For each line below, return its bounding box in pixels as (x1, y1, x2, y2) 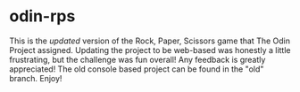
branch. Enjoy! (9, 73, 62, 83)
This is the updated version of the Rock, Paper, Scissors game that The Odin (9, 35, 290, 46)
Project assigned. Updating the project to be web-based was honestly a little (9, 44, 291, 55)
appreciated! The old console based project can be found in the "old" (9, 64, 264, 74)
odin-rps (9, 6, 76, 27)
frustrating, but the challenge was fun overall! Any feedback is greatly (9, 54, 266, 65)
